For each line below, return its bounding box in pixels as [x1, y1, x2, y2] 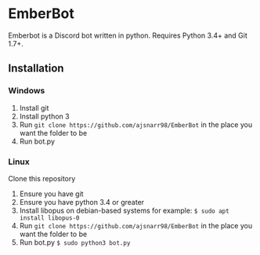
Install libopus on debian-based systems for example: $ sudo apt [19, 206, 229, 215]
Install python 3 [19, 111, 70, 121]
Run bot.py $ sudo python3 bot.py [19, 237, 131, 247]
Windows [8, 86, 45, 97]
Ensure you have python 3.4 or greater [19, 197, 145, 206]
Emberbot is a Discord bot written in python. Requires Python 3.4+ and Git [8, 31, 248, 40]
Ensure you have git [19, 189, 84, 199]
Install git [19, 103, 49, 112]
